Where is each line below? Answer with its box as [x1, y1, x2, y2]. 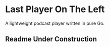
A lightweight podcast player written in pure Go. [5, 20, 105, 26]
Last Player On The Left [5, 4, 105, 15]
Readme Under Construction [5, 35, 97, 43]
